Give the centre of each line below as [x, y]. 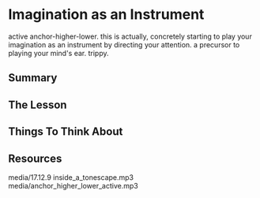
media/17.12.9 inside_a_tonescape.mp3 [71, 177]
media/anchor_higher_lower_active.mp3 [73, 185]
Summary [33, 78]
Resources [35, 158]
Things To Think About [66, 132]
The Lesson [38, 105]
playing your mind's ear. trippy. [58, 53]
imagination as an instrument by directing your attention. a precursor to [124, 44]
